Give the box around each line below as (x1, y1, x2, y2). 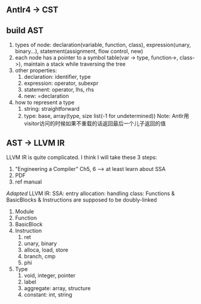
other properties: (14, 67, 57, 74)
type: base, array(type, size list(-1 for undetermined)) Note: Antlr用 (23, 113, 190, 120)
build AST (6, 25, 44, 36)
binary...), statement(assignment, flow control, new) (14, 48, 143, 55)
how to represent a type (14, 99, 75, 106)
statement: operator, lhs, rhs (23, 86, 94, 93)
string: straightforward (23, 105, 80, 113)
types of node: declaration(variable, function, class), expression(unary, (14, 42, 191, 49)
